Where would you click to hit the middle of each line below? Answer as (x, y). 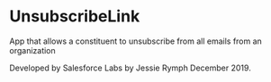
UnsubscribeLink (75, 16)
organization (32, 50)
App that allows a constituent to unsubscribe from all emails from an (136, 41)
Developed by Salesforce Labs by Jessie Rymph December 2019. (131, 68)
